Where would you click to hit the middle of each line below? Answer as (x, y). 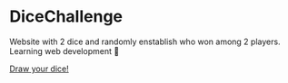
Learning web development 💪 (65, 51)
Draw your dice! (40, 69)
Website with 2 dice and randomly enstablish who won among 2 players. (145, 41)
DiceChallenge (66, 17)
